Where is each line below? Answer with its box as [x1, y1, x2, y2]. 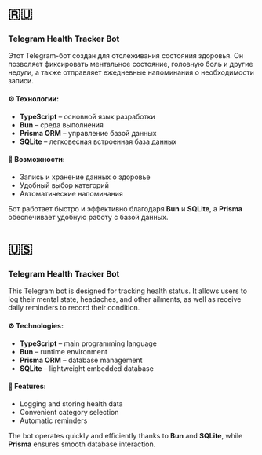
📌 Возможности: [8, 155, 65, 164]
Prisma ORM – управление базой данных [19, 128, 157, 138]
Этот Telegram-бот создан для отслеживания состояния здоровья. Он [8, 51, 244, 61]
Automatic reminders [19, 416, 88, 425]
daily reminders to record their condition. [8, 303, 140, 313]
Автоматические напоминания [19, 189, 124, 198]
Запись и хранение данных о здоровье [19, 172, 151, 182]
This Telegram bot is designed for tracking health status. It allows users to [8, 286, 248, 295]
